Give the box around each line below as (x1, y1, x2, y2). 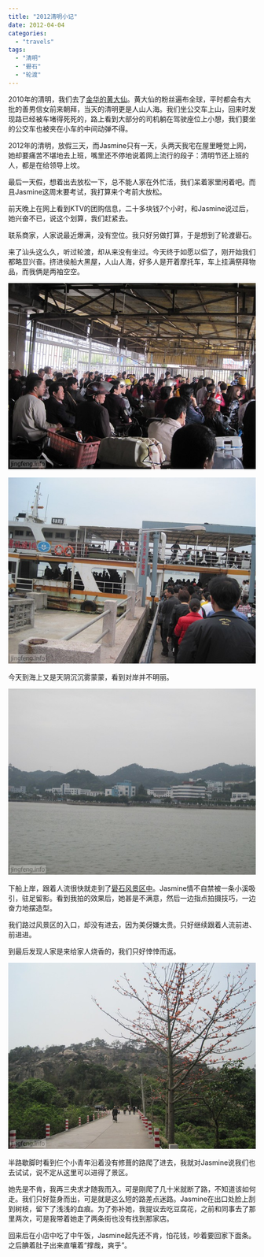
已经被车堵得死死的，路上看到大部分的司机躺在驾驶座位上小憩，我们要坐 (21, 114, 256, 124)
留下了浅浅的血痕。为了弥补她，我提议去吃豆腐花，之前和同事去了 (35, 1203, 249, 1213)
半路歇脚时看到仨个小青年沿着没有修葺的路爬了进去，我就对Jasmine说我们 (8, 1158, 249, 1167)
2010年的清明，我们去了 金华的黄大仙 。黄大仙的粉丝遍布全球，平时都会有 (8, 95, 244, 104)
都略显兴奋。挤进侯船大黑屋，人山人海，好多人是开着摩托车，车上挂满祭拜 (8, 257, 249, 266)
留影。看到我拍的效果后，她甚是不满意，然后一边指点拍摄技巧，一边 (35, 893, 256, 903)
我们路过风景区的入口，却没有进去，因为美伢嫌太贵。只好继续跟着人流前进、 (8, 920, 256, 929)
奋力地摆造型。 (8, 903, 57, 913)
